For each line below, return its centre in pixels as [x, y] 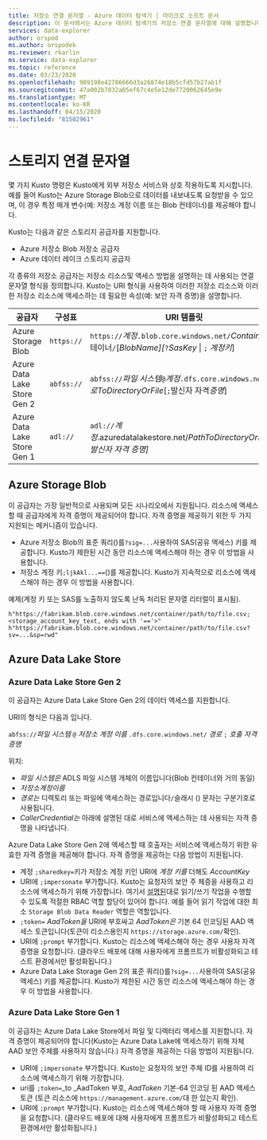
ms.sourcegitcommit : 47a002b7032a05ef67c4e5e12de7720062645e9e [115, 90]
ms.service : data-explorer [53, 61]
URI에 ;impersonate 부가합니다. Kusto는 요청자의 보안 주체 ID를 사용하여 [133, 1067]
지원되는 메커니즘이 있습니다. [53, 525]
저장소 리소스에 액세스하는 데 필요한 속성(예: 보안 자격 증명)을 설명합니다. [129, 295]
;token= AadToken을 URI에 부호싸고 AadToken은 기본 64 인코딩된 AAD [133, 922]
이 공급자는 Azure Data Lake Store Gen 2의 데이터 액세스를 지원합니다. [119, 700]
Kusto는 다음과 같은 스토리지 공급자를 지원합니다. [84, 231]
